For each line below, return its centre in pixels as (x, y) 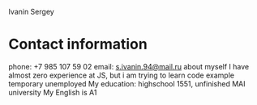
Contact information (78, 44)
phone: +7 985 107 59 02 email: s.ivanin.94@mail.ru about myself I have (129, 66)
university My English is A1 (53, 92)
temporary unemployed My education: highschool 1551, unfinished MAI (127, 83)
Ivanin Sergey (31, 12)
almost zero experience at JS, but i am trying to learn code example (122, 75)
